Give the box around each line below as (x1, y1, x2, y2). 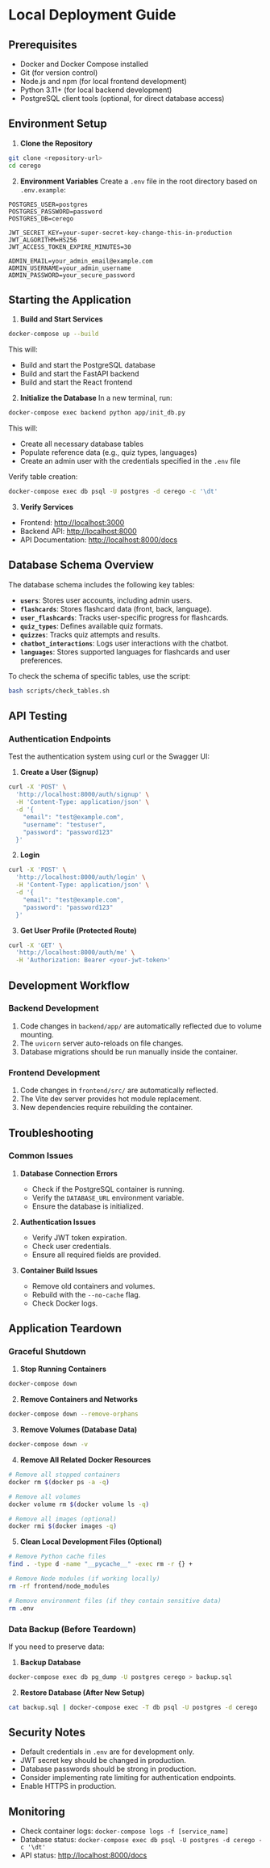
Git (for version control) (19, 68, 98, 78)
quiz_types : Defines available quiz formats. (19, 621, 164, 631)
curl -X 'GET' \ (8, 941, 63, 949)
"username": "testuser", (23, 820, 106, 829)
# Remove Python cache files (8, 1553, 106, 1561)
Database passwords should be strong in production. (19, 1764, 197, 1774)
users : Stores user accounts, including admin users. (19, 595, 193, 605)
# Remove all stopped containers (8, 1470, 121, 1479)
